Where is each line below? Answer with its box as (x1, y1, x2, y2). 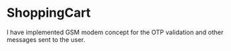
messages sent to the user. (6, 35, 85, 43)
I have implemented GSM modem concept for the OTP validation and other (6, 28, 224, 36)
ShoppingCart (6, 5, 91, 21)
